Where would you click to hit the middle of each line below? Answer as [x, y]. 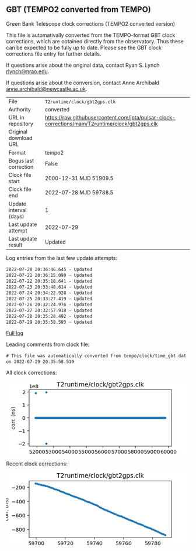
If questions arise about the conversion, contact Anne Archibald [83, 83]
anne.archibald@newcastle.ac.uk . [47, 89]
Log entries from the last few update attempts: [62, 258]
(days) [16, 216]
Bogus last [21, 160]
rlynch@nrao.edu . [28, 71]
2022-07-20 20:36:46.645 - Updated [49, 269]
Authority [20, 109]
